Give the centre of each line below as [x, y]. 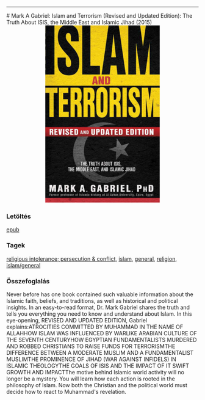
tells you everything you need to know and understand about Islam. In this [99, 314]
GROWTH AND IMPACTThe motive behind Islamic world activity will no [95, 372]
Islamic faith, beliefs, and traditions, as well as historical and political [92, 300]
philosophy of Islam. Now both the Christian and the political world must [97, 385]
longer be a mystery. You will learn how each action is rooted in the [91, 379]
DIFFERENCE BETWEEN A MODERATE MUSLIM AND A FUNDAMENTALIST [100, 352]
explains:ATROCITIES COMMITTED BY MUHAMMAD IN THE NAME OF [95, 327]
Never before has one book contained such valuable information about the [100, 294]
